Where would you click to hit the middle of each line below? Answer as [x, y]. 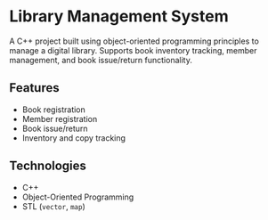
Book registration [54, 110]
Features [34, 88]
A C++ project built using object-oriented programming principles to [134, 41]
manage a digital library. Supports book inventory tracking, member [133, 50]
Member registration [60, 118]
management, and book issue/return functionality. [101, 60]
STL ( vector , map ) [54, 206]
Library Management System [119, 16]
